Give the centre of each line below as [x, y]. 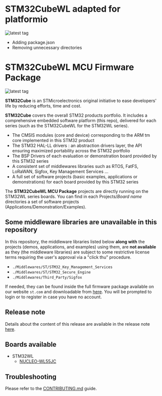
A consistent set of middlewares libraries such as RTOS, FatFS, [75, 166]
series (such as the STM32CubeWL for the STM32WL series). [67, 125]
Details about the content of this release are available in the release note [77, 324]
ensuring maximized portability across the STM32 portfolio [71, 150]
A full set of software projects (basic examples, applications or [75, 176]
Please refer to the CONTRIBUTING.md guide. [51, 389]
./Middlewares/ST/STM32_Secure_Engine [51, 272]
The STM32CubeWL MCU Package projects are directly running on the [77, 191]
